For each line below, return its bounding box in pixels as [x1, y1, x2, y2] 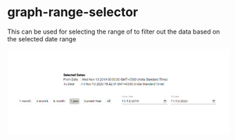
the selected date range [7, 34, 77, 43]
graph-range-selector [7, 4, 139, 20]
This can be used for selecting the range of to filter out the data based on [7, 27, 220, 36]
